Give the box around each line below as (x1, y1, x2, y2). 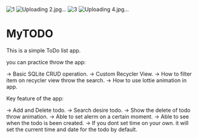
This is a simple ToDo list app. (6, 47, 81, 54)
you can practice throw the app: (6, 58, 86, 66)
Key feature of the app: (6, 94, 64, 102)
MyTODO (6, 27, 53, 40)
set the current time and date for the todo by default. (6, 126, 137, 133)
